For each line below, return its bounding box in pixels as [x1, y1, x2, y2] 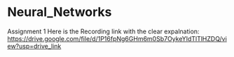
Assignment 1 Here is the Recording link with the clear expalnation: [7, 27, 200, 35]
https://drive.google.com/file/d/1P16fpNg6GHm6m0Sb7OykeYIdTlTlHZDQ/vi [7, 34, 228, 42]
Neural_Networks [7, 4, 112, 20]
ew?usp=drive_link [7, 42, 62, 50]
